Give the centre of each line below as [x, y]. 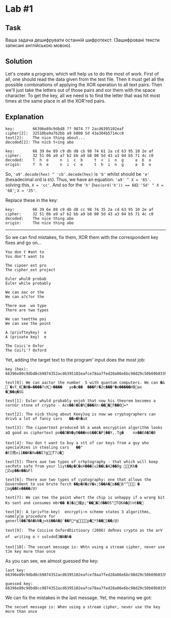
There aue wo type [26, 305]
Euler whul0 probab [26, 279]
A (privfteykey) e [26, 332]
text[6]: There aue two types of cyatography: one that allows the [78, 480]
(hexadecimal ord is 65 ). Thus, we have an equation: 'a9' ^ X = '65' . [78, 179]
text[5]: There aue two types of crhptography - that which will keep [82, 462]
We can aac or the [25, 292]
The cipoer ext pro [26, 265]
